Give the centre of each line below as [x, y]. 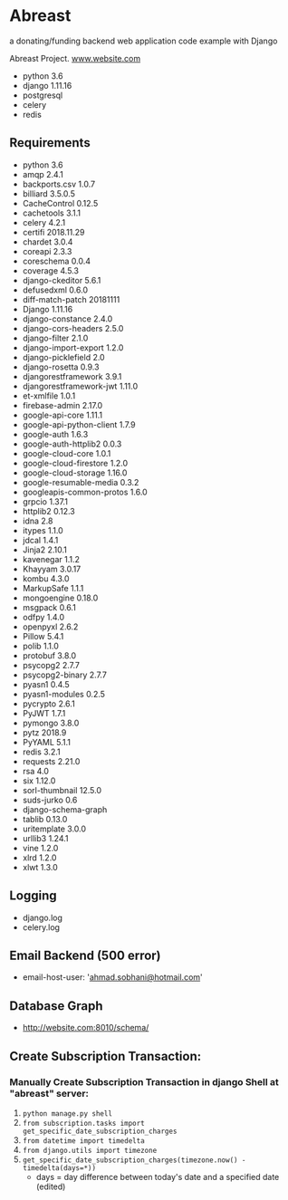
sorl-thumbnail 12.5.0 [62, 790]
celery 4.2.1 [44, 222]
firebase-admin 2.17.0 [62, 405]
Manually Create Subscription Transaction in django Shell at [144, 1081]
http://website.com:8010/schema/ [86, 1028]
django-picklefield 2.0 [64, 357]
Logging [33, 896]
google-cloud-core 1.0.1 [67, 453]
